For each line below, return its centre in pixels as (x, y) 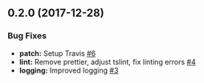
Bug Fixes (27, 36)
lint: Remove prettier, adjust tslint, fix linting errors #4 (107, 61)
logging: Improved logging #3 (69, 70)
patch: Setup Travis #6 (57, 53)
